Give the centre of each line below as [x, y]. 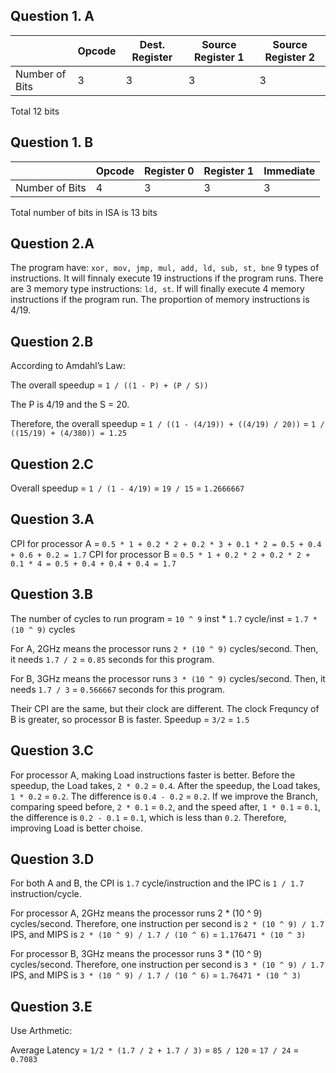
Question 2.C [52, 464]
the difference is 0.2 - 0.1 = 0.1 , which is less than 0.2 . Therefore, [148, 817]
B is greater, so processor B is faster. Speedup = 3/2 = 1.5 [130, 719]
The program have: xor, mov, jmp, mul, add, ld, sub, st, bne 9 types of [165, 268]
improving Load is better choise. [76, 828]
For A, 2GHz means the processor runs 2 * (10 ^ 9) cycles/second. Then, [164, 648]
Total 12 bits [35, 111]
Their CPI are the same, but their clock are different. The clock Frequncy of [165, 708]
